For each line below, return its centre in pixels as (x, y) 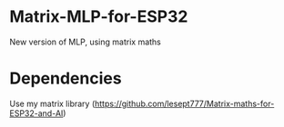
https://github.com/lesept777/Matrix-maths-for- (184, 103)
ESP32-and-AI (36, 113)
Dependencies (66, 78)
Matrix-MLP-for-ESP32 (99, 17)
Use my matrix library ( (52, 103)
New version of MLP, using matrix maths (86, 42)
